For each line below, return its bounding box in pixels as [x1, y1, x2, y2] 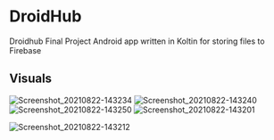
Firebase [9, 45, 42, 55]
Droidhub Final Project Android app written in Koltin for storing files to [9, 36, 265, 46]
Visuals [9, 71, 52, 86]
